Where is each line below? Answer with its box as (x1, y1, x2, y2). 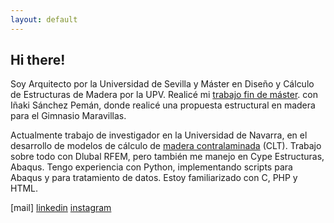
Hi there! (10, 52, 66, 69)
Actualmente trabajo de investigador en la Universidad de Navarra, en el (10, 129, 308, 141)
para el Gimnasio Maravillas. (10, 110, 127, 122)
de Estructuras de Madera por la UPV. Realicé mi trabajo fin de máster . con (10, 89, 318, 101)
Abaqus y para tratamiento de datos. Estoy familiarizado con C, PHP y (10, 172, 298, 184)
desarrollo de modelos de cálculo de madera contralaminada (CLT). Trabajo (10, 140, 322, 152)
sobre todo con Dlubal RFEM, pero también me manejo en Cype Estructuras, (10, 151, 325, 163)
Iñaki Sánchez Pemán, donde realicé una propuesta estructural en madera (10, 99, 316, 111)
